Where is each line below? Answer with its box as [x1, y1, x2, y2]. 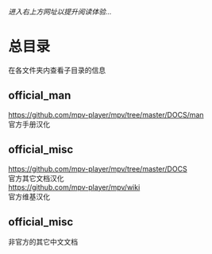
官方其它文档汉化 [8, 173, 64, 183]
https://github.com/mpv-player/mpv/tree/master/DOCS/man [8, 110, 204, 119]
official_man [8, 89, 71, 102]
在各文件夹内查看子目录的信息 [8, 65, 106, 75]
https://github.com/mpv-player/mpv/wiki [8, 182, 141, 192]
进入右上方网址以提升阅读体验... [8, 7, 113, 16]
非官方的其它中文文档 [8, 237, 78, 247]
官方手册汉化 [8, 119, 50, 129]
